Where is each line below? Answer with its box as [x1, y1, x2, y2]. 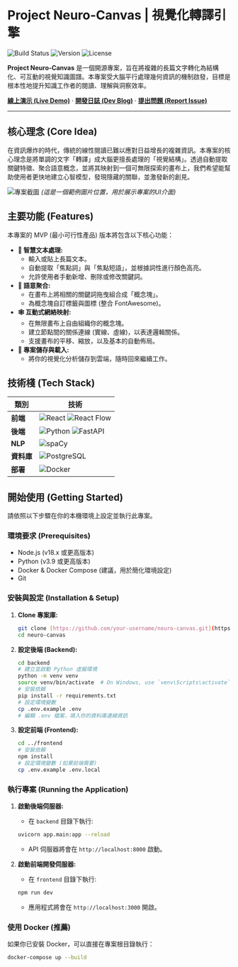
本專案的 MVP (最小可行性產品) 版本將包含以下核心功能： [7, 231, 174, 239]
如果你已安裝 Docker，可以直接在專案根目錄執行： [7, 940, 154, 949]
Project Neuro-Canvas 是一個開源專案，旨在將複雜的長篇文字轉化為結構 [7, 63, 220, 72]
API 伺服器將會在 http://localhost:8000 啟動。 [28, 844, 166, 853]
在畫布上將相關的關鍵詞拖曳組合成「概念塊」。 [28, 289, 162, 299]
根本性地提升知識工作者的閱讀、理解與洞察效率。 [7, 81, 150, 89]
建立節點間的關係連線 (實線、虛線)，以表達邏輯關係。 [28, 328, 184, 336]
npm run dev [17, 889, 53, 896]
